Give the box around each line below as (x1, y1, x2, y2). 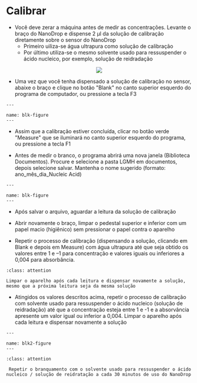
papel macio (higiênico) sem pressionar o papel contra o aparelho (14, 226, 175, 233)
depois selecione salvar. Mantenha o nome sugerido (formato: (14, 164, 166, 171)
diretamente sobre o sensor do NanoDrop (14, 36, 116, 43)
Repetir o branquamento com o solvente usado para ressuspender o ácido (8, 366, 192, 372)
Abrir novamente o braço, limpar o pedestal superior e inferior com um (14, 219, 187, 226)
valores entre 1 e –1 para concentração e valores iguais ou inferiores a (14, 250, 185, 257)
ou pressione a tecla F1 (14, 140, 71, 147)
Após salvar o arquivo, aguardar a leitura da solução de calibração (14, 208, 176, 215)
